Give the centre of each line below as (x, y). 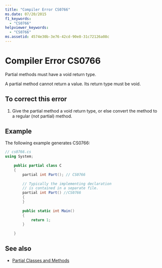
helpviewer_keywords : (27, 28)
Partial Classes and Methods (40, 260)
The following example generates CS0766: (48, 143)
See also (18, 249)
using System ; (19, 156)
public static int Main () (49, 211)
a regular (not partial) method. (42, 116)
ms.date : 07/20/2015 (26, 14)
